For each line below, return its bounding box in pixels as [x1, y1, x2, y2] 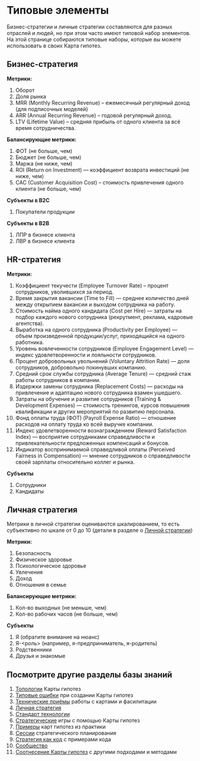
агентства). [15, 320, 44, 327]
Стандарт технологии [15, 711, 70, 718]
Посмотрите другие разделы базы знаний [7, 670, 173, 680]
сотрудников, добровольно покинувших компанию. [15, 364, 147, 371]
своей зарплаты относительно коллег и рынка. [15, 458, 135, 466]
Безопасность [15, 550, 52, 557]
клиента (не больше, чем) [15, 185, 82, 192]
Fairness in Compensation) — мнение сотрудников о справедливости [15, 452, 191, 459]
